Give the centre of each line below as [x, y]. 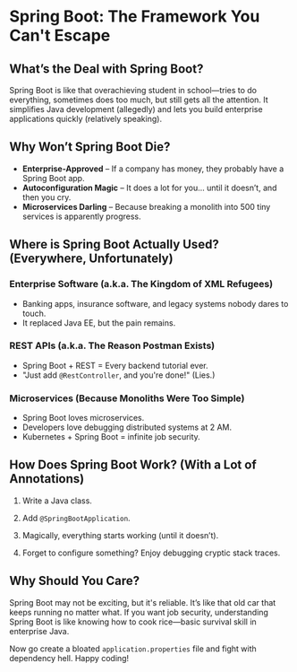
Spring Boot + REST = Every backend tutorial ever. [115, 365]
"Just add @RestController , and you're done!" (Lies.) [119, 375]
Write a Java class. [57, 501]
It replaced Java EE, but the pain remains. [99, 323]
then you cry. [47, 197]
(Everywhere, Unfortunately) [91, 259]
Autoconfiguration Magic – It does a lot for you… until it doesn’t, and [149, 188]
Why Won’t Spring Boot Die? [90, 147]
